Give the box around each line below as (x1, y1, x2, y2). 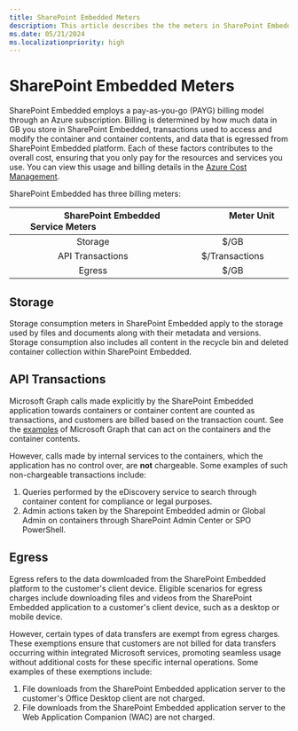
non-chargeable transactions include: (9, 469, 146, 480)
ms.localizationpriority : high (9, 37, 125, 47)
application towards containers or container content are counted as (9, 405, 255, 415)
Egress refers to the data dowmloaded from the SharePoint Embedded (9, 573, 266, 584)
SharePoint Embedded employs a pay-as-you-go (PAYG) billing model (9, 106, 264, 116)
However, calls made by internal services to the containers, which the (9, 450, 263, 461)
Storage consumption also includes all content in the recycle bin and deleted (9, 337, 289, 347)
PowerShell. (21, 524, 67, 535)
